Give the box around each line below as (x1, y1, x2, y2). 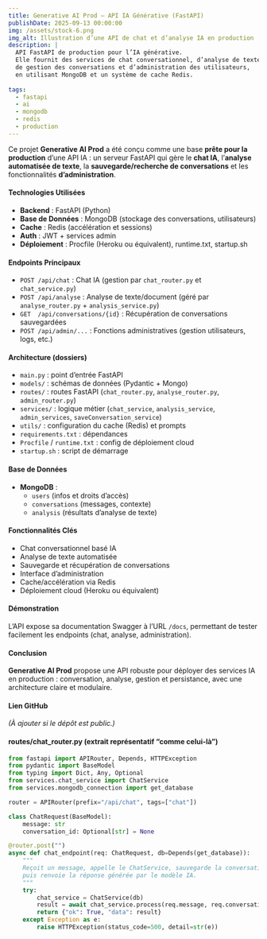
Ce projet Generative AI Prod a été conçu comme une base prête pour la (8, 144, 248, 153)
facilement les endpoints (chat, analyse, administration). (8, 630, 192, 639)
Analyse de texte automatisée (19, 552, 118, 561)
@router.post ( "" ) (8, 842, 66, 850)
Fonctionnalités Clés (8, 526, 78, 535)
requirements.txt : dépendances (19, 429, 129, 439)
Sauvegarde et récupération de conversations (19, 560, 170, 569)
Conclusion (8, 648, 48, 658)
